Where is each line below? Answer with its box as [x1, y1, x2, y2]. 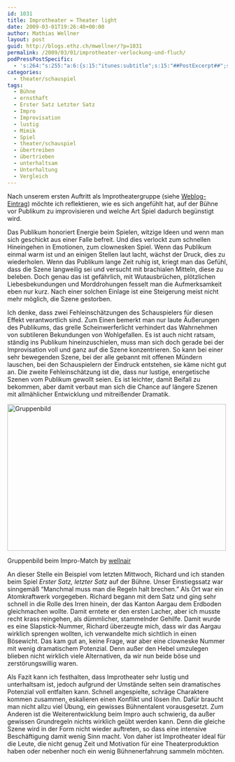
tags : [7, 82, 23, 89]
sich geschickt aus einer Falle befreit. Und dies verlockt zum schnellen [7, 235, 211, 243]
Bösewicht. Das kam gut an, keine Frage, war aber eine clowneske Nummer [7, 637, 225, 645]
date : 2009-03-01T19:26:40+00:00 [7, 23, 105, 30]
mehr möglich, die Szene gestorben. [7, 294, 112, 303]
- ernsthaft [13, 95, 49, 102]
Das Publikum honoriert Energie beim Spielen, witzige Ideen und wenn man [7, 228, 224, 236]
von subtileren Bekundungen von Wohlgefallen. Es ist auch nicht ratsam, [7, 330, 216, 339]
